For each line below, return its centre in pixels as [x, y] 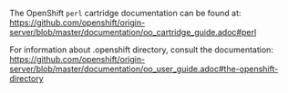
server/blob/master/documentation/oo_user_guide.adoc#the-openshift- [144, 69]
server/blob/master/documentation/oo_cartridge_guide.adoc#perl [133, 32]
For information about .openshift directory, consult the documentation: [141, 50]
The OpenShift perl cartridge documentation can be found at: [125, 13]
